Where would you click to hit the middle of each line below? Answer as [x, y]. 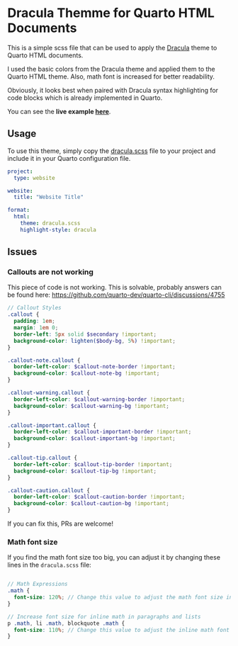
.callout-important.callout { [52, 425]
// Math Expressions [38, 584]
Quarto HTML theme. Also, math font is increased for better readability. [111, 76]
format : [19, 210]
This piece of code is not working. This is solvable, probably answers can [114, 288]
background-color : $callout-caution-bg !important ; [92, 504]
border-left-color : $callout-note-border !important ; [95, 367]
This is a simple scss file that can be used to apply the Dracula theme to [112, 47]
